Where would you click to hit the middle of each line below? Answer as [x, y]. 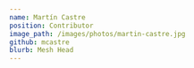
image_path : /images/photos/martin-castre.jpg [97, 34]
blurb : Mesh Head [42, 50]
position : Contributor [51, 26]
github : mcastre [39, 42]
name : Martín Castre [48, 17]
